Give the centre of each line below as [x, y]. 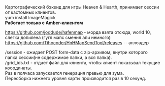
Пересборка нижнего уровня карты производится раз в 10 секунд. [76, 78]
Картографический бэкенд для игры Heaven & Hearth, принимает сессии [82, 7]
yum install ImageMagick [30, 17]
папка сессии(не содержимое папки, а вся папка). [59, 57]
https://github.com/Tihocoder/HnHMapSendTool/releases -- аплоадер [77, 43]
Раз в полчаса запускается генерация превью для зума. [65, 73]
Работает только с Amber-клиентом [44, 23]
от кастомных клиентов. [31, 12]
